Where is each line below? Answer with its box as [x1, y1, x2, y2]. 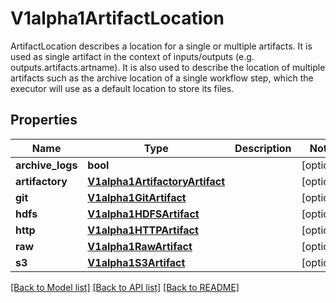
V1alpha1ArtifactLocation [10, 7, 225, 30]
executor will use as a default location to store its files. [10, 82, 235, 94]
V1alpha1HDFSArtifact [87, 207, 200, 221]
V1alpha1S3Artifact [87, 255, 186, 269]
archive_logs [15, 158, 78, 172]
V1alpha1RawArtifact [87, 239, 193, 253]
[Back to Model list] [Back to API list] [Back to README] [10, 281, 240, 293]
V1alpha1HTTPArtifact [87, 223, 199, 237]
